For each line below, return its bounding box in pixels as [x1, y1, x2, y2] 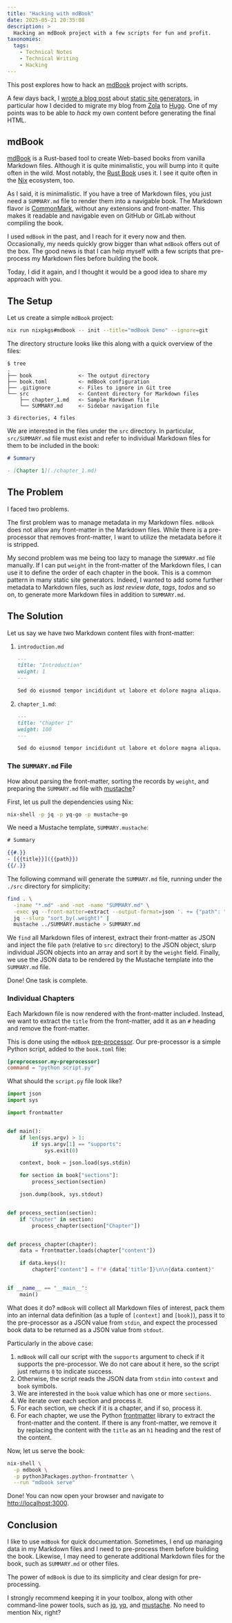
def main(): [7, 1127, 41, 1134]
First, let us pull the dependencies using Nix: [7, 798, 134, 806]
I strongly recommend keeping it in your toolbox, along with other [7, 1594, 193, 1602]
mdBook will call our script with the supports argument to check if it [17, 1352, 205, 1360]
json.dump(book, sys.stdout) [19, 1191, 104, 1198]
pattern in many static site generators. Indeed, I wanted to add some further [7, 575, 223, 584]
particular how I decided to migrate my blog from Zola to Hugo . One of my [7, 101, 218, 109]
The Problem [7, 487, 64, 498]
